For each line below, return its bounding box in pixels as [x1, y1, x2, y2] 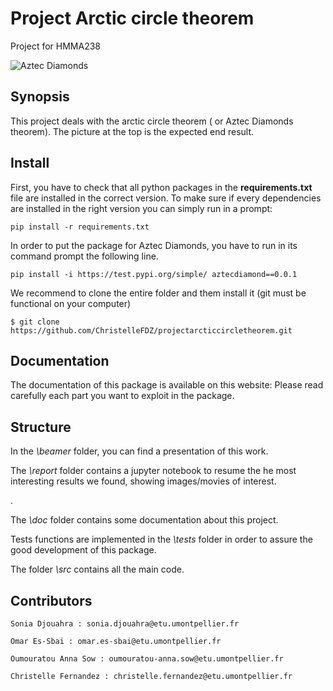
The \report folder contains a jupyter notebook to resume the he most [10, 465, 297, 477]
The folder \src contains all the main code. [10, 563, 185, 576]
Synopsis [10, 88, 70, 106]
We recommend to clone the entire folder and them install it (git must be [10, 287, 307, 299]
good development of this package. [10, 544, 157, 556]
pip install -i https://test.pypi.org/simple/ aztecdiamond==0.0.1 [10, 269, 298, 279]
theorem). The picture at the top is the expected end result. [10, 125, 255, 137]
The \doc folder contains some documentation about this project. [10, 514, 279, 526]
